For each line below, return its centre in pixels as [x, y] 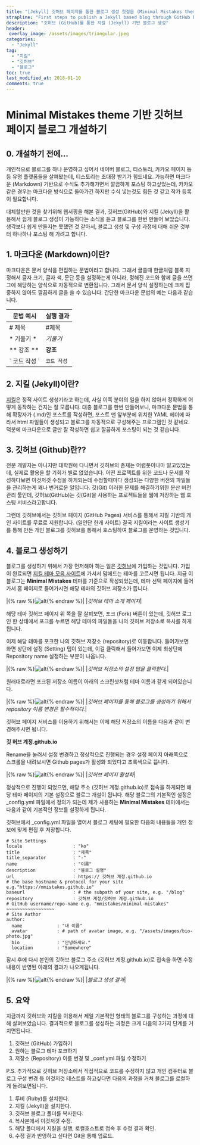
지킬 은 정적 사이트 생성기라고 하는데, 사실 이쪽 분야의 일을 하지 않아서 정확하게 [97, 399]
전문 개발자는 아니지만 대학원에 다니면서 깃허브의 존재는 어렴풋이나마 [86, 465]
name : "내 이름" [47, 926]
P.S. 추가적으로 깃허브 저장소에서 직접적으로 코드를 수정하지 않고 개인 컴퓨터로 [97, 1071]
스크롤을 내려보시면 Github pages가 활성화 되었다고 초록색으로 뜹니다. [88, 762]
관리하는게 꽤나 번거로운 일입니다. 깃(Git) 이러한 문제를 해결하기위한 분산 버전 [102, 488]
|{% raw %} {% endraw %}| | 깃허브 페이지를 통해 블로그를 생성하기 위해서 [99, 702]
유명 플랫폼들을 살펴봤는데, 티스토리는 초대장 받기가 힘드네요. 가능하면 [93, 177]
